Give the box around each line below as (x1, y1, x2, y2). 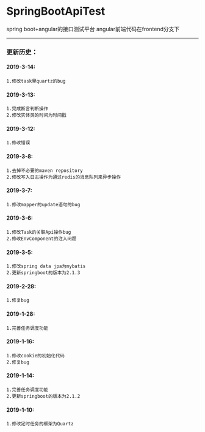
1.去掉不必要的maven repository (6, 167, 84, 174)
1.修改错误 (6, 140, 31, 146)
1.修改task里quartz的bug (6, 78, 66, 84)
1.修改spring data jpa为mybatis (6, 263, 86, 270)
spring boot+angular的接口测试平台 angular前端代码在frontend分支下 (6, 25, 180, 32)
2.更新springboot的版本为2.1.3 (6, 270, 81, 276)
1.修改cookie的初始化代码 (6, 352, 65, 359)
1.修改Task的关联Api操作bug (6, 229, 71, 236)
